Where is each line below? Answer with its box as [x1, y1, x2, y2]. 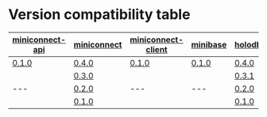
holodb [234, 39, 262, 50]
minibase [191, 39, 227, 50]
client [145, 43, 168, 55]
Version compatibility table [8, 6, 191, 24]
